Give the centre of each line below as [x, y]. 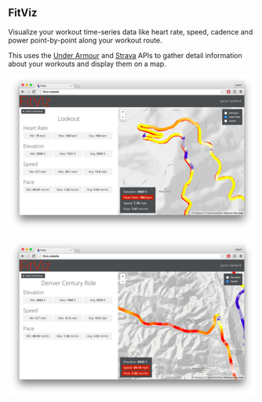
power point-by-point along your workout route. [85, 40]
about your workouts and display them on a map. [87, 64]
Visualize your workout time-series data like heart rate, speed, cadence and [131, 31]
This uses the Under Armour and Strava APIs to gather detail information [126, 55]
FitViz [23, 13]
